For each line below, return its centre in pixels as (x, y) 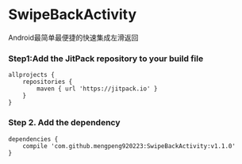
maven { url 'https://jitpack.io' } (97, 89)
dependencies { (33, 139)
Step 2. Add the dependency (64, 123)
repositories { (48, 82)
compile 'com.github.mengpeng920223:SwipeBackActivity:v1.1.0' (129, 146)
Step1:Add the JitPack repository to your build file (106, 59)
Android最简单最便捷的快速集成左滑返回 (73, 37)
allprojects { (32, 75)
